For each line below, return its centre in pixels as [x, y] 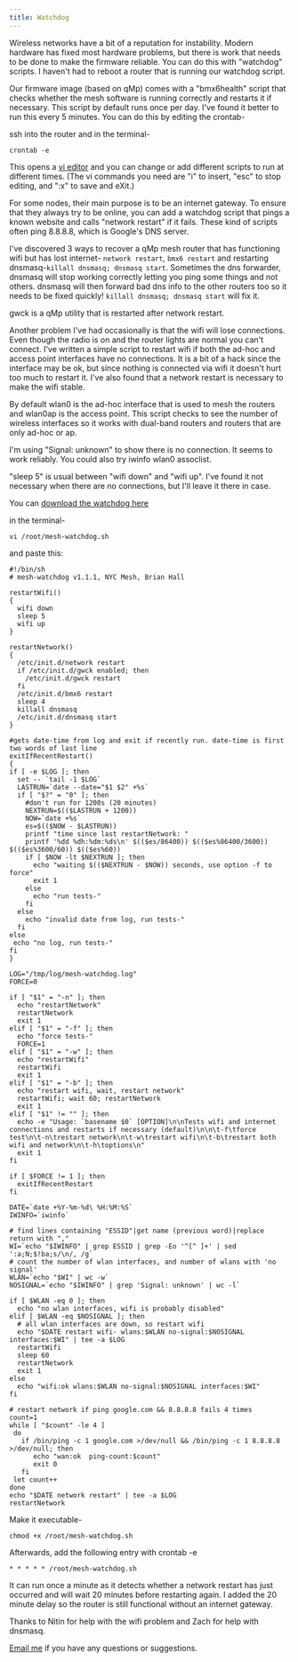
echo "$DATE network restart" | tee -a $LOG [93, 1495]
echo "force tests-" [55, 1036]
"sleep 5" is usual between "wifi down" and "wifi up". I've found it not [137, 476]
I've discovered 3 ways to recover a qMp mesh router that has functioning [145, 248]
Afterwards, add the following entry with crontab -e [103, 1552]
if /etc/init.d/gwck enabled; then [83, 670]
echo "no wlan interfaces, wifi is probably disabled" [121, 1308]
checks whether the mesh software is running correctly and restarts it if [141, 98]
